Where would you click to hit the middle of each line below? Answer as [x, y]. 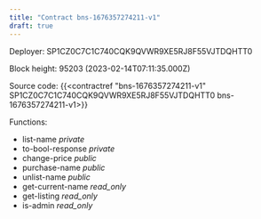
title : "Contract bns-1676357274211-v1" [85, 17]
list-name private [53, 139]
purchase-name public [63, 167]
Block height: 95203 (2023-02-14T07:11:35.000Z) [100, 69]
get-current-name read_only [74, 186]
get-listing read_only [59, 196]
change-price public [59, 158]
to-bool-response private [68, 149]
